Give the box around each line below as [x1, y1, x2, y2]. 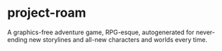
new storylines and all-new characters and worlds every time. [29, 35, 208, 43]
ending [7, 35, 28, 43]
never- [195, 28, 216, 36]
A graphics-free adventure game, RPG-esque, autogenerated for [7, 28, 195, 36]
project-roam [7, 5, 86, 21]
